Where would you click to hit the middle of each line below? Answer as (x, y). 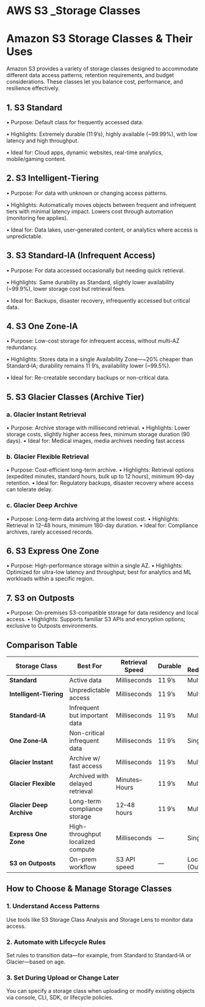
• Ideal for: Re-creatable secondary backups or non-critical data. (88, 378)
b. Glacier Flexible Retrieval (48, 456)
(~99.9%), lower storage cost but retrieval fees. (66, 289)
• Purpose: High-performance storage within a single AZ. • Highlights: (95, 566)
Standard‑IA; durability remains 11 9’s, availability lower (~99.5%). (88, 366)
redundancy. (22, 347)
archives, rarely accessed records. (50, 532)
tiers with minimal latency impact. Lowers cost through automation (90, 211)
